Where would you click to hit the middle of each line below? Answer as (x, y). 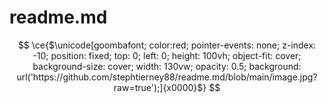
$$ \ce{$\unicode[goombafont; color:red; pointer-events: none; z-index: (167, 45)
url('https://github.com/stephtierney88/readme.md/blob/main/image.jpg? (167, 77)
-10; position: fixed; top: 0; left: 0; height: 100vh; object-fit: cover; (167, 55)
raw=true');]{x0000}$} (160, 87)
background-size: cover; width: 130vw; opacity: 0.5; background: (167, 66)
